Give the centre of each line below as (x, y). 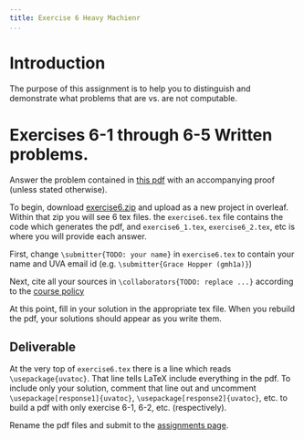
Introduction (58, 63)
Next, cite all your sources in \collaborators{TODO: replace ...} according (152, 281)
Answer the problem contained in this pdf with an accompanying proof (142, 180)
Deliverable (42, 346)
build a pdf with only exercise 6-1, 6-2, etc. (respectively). (118, 408)
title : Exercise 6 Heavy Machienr (75, 18)
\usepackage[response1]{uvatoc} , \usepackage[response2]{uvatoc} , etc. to (148, 398)
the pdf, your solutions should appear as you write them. (115, 318)
